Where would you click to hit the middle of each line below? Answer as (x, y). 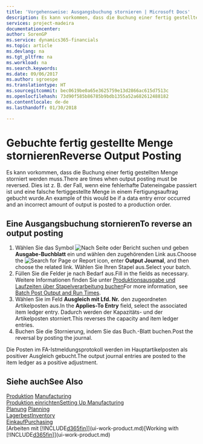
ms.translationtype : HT (36, 85)
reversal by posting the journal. (53, 338)
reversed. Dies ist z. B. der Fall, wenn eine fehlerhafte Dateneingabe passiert (101, 185)
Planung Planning (28, 409)
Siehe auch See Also (45, 381)
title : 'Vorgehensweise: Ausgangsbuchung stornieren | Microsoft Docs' (98, 12)
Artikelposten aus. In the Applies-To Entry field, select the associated (101, 306)
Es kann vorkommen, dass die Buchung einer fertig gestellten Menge (92, 173)
